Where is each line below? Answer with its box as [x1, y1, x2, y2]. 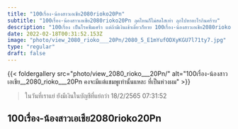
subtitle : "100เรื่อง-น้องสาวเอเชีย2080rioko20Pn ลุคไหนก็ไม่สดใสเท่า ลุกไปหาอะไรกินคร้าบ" [7, 17, 221, 24]
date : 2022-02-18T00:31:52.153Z [7, 30, 103, 38]
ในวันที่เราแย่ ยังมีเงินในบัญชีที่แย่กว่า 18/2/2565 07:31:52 [24, 91, 167, 100]
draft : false [7, 50, 46, 57]
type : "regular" [7, 43, 55, 50]
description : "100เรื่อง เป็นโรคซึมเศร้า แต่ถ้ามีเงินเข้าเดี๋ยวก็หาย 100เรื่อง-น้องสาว [7, 23, 192, 30]
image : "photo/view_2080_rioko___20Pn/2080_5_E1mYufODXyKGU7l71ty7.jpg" [7, 37, 227, 44]
